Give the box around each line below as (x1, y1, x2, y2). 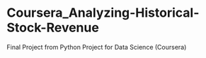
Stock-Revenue (6, 20, 100, 36)
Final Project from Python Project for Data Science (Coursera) (6, 43, 187, 51)
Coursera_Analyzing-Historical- (6, 5, 200, 21)
